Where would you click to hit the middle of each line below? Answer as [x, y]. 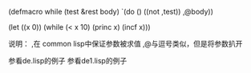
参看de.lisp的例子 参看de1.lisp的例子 [68, 61]
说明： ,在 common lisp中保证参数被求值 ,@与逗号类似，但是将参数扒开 [125, 44]
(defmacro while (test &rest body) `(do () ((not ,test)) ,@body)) [111, 12]
